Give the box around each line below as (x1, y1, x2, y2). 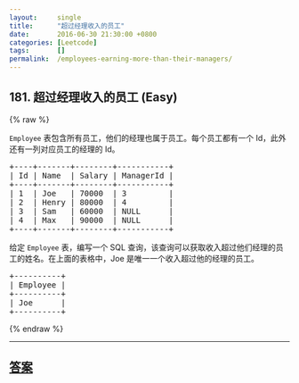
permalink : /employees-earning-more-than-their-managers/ (9, 54, 233, 63)
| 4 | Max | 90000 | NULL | (9, 215, 174, 225)
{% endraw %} (9, 323, 64, 334)
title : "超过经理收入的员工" (9, 21, 125, 30)
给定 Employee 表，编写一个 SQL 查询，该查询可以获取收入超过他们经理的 (9, 242, 276, 253)
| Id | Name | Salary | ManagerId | (9, 171, 174, 180)
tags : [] (9, 46, 66, 55)
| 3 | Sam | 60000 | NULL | (9, 206, 174, 216)
